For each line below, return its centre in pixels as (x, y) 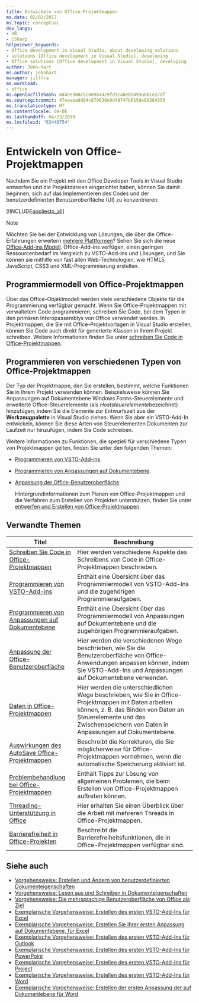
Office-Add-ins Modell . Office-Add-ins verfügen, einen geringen (85, 247)
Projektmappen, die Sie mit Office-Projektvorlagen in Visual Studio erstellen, (99, 324)
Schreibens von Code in (110, 559)
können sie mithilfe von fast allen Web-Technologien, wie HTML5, (86, 260)
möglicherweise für (104, 749)
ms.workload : (22, 84)
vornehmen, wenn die (151, 756)
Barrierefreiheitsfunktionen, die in (124, 838)
